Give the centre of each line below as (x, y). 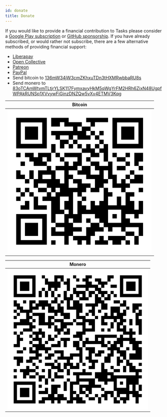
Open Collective (29, 61)
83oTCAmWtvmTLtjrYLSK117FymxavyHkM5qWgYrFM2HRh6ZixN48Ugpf (87, 88)
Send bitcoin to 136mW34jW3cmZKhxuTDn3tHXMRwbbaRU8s (77, 77)
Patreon (20, 67)
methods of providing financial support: (46, 46)
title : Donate (20, 16)
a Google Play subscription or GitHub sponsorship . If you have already (77, 36)
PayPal (19, 72)
